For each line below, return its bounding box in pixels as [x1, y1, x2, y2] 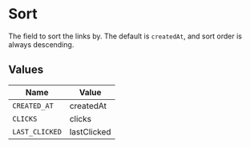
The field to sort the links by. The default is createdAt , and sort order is [8, 31, 243, 41]
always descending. [8, 39, 75, 49]
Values [8, 63, 44, 77]
